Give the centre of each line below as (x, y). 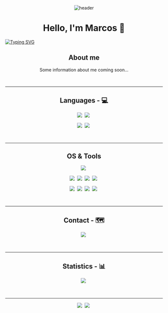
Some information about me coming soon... (84, 70)
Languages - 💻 (84, 100)
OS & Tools (84, 156)
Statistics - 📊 (84, 266)
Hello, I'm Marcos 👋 (84, 28)
